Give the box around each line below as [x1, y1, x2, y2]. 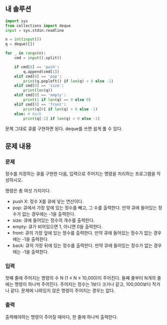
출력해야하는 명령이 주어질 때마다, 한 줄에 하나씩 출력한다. [5, 314, 118, 320]
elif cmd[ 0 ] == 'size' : [14, 83, 64, 88]
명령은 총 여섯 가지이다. [5, 188, 51, 194]
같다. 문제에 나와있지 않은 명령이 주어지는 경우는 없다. [10, 288, 115, 294]
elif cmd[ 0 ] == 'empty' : [14, 93, 66, 98]
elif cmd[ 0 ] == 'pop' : [14, 74, 62, 79]
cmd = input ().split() [14, 55, 62, 60]
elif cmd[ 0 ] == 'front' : [14, 102, 66, 107]
